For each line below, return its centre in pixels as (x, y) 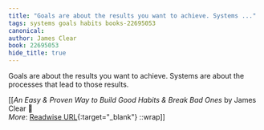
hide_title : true (37, 53)
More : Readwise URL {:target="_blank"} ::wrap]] (87, 117)
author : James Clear (43, 38)
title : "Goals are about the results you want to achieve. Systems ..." (132, 16)
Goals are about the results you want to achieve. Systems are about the (126, 76)
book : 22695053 (34, 46)
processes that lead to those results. (69, 84)
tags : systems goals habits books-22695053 (82, 23)
